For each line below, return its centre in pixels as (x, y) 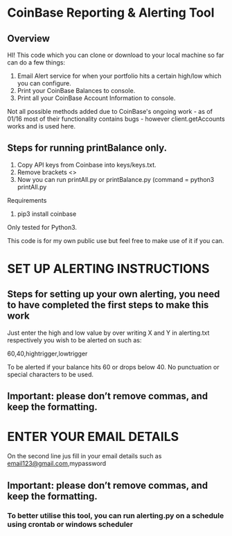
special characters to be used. (51, 374)
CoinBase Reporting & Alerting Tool (111, 13)
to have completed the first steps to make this (108, 305)
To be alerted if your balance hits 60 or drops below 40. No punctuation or (113, 367)
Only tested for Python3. (42, 227)
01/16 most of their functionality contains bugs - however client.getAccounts (116, 119)
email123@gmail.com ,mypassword (57, 464)
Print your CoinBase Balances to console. (76, 91)
